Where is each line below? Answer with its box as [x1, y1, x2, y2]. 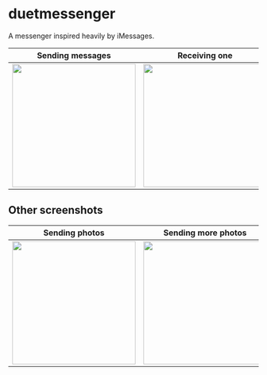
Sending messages [37, 49, 111, 60]
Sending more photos [163, 227, 247, 238]
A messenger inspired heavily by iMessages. [8, 31, 155, 41]
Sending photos [43, 227, 105, 238]
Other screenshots [8, 203, 103, 217]
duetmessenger [8, 5, 116, 23]
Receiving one [177, 49, 233, 60]
